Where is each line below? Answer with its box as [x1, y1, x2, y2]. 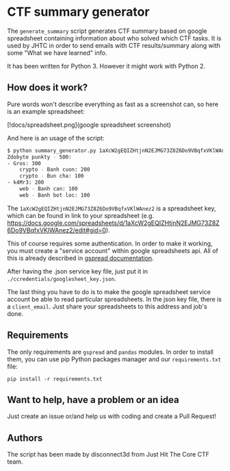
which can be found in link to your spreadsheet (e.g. [7, 211, 154, 219]
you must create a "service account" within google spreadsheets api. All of [7, 246, 218, 254]
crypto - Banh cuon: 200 [19, 166, 90, 173]
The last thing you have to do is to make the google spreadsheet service [7, 287, 211, 295]
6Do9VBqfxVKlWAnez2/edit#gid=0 [7, 226, 106, 234]
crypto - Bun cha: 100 [19, 173, 84, 180]
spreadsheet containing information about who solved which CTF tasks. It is [7, 34, 222, 42]
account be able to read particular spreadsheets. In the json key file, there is [7, 295, 222, 303]
